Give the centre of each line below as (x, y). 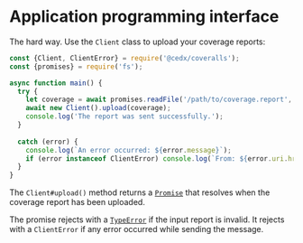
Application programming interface (144, 17)
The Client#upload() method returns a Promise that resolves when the (140, 192)
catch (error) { (48, 142)
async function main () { (56, 83)
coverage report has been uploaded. (78, 202)
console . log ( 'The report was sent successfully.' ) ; (124, 117)
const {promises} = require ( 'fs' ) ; (76, 66)
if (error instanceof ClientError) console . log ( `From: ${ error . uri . (157, 159)
